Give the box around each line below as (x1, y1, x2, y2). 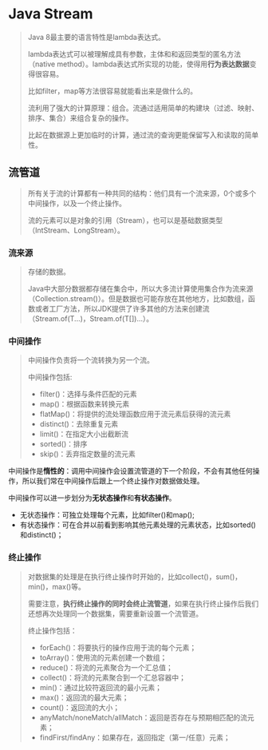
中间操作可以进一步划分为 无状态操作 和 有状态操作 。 (8, 493, 176, 503)
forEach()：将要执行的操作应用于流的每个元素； (39, 642, 197, 652)
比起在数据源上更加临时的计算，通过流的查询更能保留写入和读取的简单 (27, 129, 259, 140)
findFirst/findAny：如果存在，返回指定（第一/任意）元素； (39, 732, 231, 742)
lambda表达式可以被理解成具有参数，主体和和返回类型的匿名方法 (27, 49, 242, 58)
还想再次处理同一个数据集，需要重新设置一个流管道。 (27, 609, 203, 618)
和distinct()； (19, 530, 64, 540)
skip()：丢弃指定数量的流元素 (39, 449, 136, 459)
